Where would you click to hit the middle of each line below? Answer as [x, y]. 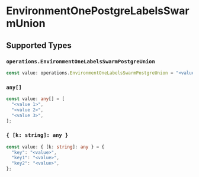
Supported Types [39, 45]
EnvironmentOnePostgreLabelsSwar [98, 11]
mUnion [26, 23]
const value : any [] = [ [36, 99]
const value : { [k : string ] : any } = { [55, 147]
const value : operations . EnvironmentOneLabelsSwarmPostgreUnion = [90, 73]
